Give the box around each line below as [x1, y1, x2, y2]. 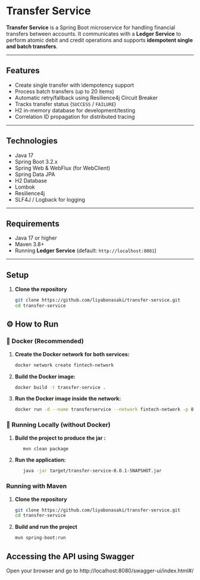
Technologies [6, 136, 58, 146]
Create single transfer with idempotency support [14, 81, 135, 89]
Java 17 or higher [14, 234, 58, 242]
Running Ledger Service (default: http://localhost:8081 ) [14, 247, 157, 254]
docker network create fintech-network [14, 362, 114, 368]
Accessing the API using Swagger [6, 551, 135, 562]
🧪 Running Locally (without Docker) [6, 421, 111, 429]
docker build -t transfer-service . [14, 384, 106, 390]
